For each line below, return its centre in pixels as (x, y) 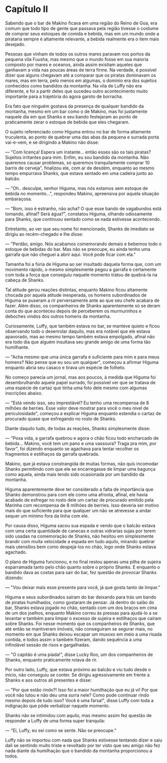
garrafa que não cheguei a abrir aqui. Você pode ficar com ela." (71, 254)
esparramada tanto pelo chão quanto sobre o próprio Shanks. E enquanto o (83, 567)
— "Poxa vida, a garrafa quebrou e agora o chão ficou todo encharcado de (82, 438)
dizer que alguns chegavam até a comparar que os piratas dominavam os (81, 75)
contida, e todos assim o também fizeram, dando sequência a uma (74, 639)
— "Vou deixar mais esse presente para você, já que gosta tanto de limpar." (83, 587)
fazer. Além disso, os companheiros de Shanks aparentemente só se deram (83, 305)
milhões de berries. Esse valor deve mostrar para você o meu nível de (77, 408)
